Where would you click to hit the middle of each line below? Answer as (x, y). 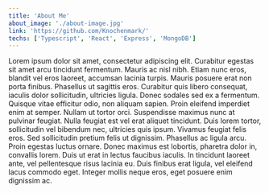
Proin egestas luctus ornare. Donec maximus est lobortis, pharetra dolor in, (133, 146)
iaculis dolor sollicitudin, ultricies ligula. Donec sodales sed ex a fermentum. (134, 95)
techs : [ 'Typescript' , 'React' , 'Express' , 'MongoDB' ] (102, 38)
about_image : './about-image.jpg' (66, 23)
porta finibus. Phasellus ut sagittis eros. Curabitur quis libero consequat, (128, 87)
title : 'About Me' (39, 16)
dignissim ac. (30, 181)
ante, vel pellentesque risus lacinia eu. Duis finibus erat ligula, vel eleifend (131, 164)
